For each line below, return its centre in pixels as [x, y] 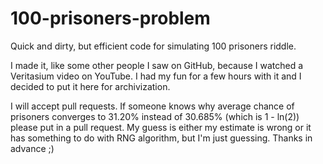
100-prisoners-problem [110, 18]
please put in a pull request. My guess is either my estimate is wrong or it [161, 127]
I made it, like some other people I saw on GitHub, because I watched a [157, 65]
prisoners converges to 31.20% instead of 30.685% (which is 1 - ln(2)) [155, 116]
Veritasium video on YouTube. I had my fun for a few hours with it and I [156, 76]
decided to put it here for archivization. [90, 86]
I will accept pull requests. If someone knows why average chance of [152, 106]
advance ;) [32, 148]
